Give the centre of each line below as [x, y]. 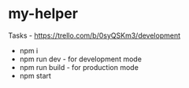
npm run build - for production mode [79, 67]
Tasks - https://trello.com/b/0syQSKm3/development [94, 35]
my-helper [43, 14]
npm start [35, 75]
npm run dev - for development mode [80, 59]
